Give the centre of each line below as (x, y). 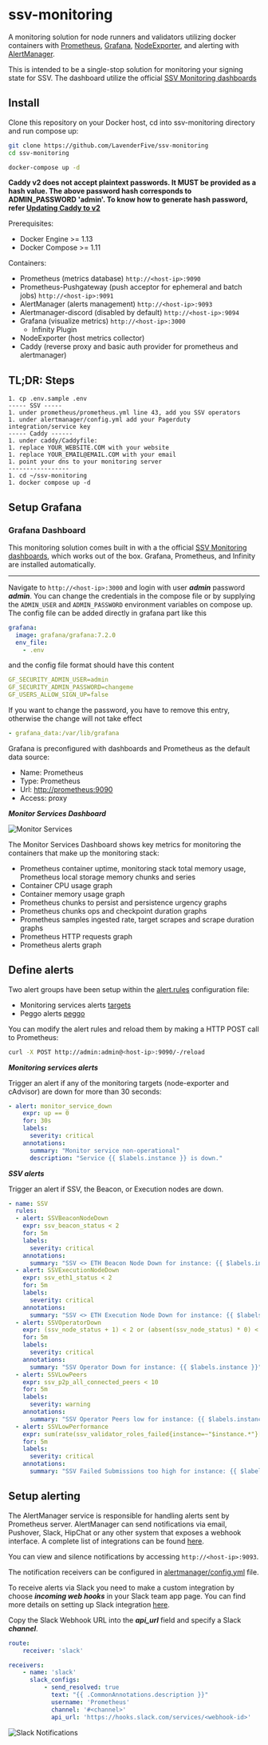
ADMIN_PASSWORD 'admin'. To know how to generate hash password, (128, 200)
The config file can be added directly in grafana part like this (108, 613)
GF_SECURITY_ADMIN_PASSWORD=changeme (71, 687)
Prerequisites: (31, 224)
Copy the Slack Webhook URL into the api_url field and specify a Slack (125, 1620)
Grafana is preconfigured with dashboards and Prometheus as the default (129, 748)
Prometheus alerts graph (61, 945)
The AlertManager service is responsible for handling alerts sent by (119, 1515)
